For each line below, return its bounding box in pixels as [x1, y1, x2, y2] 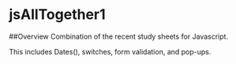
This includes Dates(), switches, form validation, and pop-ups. [9, 47, 212, 56]
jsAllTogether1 [9, 6, 106, 24]
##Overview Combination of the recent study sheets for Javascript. [9, 32, 228, 41]
